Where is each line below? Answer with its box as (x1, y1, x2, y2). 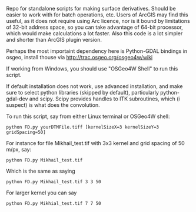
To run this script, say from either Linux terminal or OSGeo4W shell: (6, 113, 170, 120)
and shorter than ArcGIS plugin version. (6, 36, 102, 43)
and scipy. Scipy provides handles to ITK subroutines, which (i (29, 95, 180, 102)
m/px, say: (6, 146, 32, 153)
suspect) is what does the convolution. (6, 102, 100, 108)
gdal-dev (6, 95, 28, 102)
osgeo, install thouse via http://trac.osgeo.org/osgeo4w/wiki (6, 54, 153, 60)
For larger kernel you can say (6, 189, 77, 196)
